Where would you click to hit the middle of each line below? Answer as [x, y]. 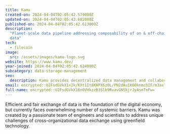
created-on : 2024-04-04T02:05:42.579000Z [50, 15]
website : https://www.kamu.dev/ [39, 62]
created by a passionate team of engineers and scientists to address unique [84, 115]
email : [12, 85]
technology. [18, 126]
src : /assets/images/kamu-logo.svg [47, 57]
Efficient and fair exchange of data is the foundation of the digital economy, [84, 104]
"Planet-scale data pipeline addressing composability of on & [78, 33]
